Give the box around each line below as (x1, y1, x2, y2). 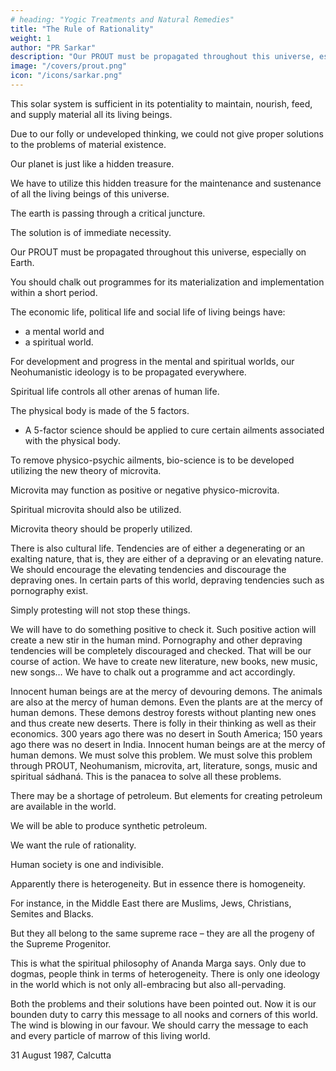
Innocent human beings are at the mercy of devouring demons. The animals (10, 685, 323, 697)
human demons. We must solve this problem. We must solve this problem (10, 749, 313, 761)
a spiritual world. (24, 336, 94, 348)
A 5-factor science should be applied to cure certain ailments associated (24, 424, 325, 436)
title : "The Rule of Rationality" (10, 24, 155, 34)
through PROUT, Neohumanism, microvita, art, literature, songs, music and (10, 759, 318, 771)
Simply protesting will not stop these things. (10, 604, 191, 616)
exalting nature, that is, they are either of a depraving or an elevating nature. (10, 552, 324, 565)
